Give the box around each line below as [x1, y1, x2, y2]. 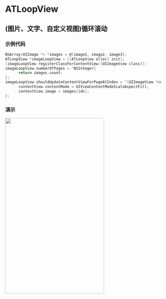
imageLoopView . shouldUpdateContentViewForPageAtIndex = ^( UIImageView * [5, 80, 158, 85]
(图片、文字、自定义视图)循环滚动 [5, 24, 108, 33]
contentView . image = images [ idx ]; [18, 89, 90, 94]
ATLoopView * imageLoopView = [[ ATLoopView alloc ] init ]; [5, 56, 125, 61]
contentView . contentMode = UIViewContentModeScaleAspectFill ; [18, 84, 149, 89]
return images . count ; [18, 70, 63, 75]
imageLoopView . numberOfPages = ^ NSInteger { [5, 66, 96, 71]
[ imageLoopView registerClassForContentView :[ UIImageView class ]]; [5, 61, 147, 66]
